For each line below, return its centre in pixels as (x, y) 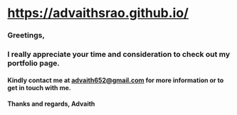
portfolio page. (34, 63)
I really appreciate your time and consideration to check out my (118, 55)
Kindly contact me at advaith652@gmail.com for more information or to (116, 80)
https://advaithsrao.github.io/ (98, 13)
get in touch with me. (39, 87)
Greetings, (26, 35)
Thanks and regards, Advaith (51, 104)
